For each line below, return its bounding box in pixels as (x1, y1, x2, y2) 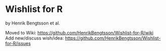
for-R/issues (5, 40, 31, 46)
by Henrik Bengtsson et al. (5, 20, 61, 26)
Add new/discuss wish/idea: (5, 35, 64, 41)
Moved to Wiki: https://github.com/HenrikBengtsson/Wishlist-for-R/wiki (5, 29, 154, 35)
